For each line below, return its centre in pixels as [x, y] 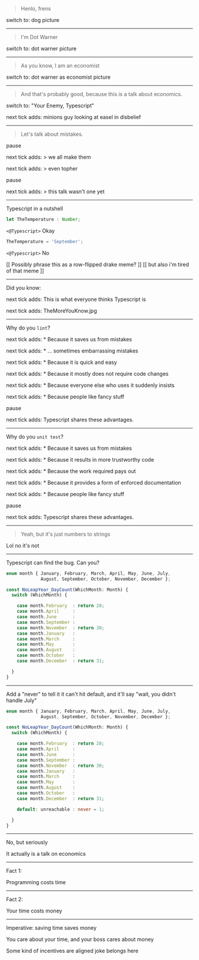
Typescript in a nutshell [35, 209]
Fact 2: [15, 900]
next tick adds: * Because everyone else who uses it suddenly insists [90, 385]
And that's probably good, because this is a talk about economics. [101, 94]
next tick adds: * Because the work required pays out [71, 471]
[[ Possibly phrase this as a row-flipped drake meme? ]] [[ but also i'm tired [98, 264]
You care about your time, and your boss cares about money [80, 939]
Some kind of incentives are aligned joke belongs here [73, 951]
